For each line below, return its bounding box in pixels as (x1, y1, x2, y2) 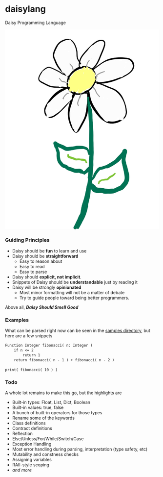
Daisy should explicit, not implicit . (12, 274, 81, 280)
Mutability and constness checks (12, 452, 79, 457)
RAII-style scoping (12, 462, 50, 468)
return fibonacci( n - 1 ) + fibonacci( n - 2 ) (14, 358, 115, 363)
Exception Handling (12, 441, 52, 447)
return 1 (22, 353, 41, 358)
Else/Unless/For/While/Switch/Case (12, 436, 84, 442)
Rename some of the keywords (12, 415, 75, 421)
